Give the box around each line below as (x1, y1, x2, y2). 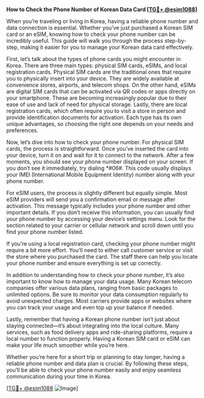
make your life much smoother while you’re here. (6, 342, 129, 349)
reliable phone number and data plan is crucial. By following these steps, (6, 360, 189, 367)
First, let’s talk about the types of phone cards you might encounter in (6, 56, 181, 62)
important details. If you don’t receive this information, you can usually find (6, 209, 194, 216)
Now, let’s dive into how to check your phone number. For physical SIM (6, 139, 185, 146)
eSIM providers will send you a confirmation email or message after (6, 196, 175, 203)
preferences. (6, 127, 38, 134)
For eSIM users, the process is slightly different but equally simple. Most (6, 189, 188, 197)
